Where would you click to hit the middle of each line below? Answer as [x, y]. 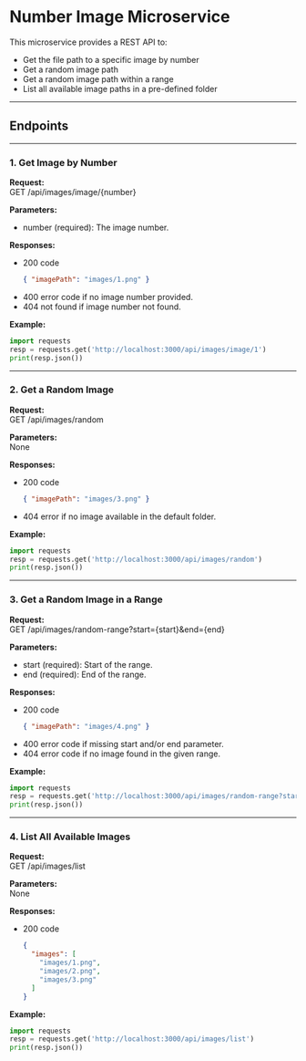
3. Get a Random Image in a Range [87, 599]
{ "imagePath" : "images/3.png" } [86, 499]
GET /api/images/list [48, 866]
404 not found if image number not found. [102, 307]
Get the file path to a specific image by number [111, 59]
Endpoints [39, 126]
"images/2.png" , [70, 972]
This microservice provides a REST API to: [88, 42]
